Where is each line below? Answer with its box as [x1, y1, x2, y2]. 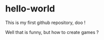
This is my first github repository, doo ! [5, 19, 86, 25]
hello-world [5, 3, 56, 14]
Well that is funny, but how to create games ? [5, 29, 99, 35]
